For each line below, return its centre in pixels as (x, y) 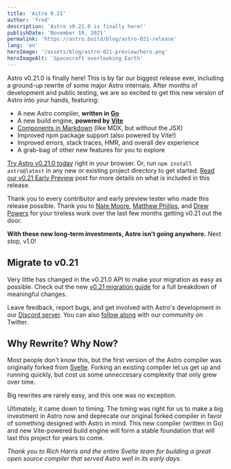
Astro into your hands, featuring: (53, 100)
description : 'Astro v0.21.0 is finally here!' (77, 26)
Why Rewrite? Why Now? (63, 343)
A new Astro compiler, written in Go (68, 113)
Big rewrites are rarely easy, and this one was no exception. (92, 395)
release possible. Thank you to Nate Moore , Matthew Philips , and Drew (108, 206)
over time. (21, 382)
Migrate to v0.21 (43, 263)
